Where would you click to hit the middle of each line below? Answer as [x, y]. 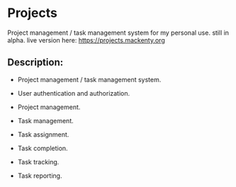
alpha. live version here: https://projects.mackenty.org [86, 40]
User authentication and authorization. [74, 93]
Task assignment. [43, 134]
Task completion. [43, 148]
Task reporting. [40, 176]
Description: [35, 63]
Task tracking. [38, 161]
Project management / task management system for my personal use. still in [118, 33]
